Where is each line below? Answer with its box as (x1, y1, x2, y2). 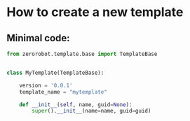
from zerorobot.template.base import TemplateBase (6, 50, 158, 57)
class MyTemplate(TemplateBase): (6, 69, 104, 76)
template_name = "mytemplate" (19, 88, 108, 95)
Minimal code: (6, 32, 71, 44)
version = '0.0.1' (19, 82, 73, 89)
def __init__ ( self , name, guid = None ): (19, 101, 133, 108)
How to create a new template (6, 4, 184, 20)
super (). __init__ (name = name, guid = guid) (32, 108, 151, 115)
